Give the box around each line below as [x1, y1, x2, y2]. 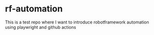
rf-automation [5, 3, 63, 14]
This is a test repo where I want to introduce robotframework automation [5, 19, 149, 25]
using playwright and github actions [5, 24, 76, 30]
